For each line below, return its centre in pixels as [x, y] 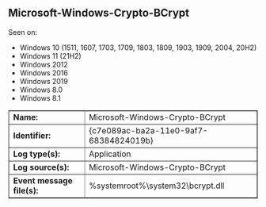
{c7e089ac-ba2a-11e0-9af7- [148, 130]
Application [110, 154]
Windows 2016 [44, 73]
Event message [43, 180]
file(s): [26, 190]
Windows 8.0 [41, 90]
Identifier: [32, 136]
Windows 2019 [44, 81]
